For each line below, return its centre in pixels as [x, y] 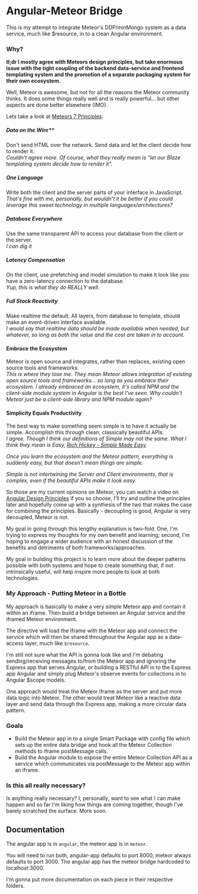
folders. [15, 886]
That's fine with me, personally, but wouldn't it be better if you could [90, 199]
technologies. [23, 578]
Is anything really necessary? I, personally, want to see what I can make [93, 798]
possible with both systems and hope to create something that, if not [90, 565]
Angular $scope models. [36, 680]
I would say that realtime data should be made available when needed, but [98, 329]
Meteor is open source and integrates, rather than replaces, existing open [96, 362]
